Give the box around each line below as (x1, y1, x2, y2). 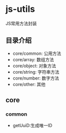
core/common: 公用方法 (12, 50, 61, 56)
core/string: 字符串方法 (12, 69, 60, 75)
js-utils (5, 3, 35, 15)
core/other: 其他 (12, 81, 46, 87)
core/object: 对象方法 (12, 63, 56, 69)
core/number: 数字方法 (12, 75, 60, 81)
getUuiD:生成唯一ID (12, 123, 53, 129)
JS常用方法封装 (5, 20, 37, 26)
